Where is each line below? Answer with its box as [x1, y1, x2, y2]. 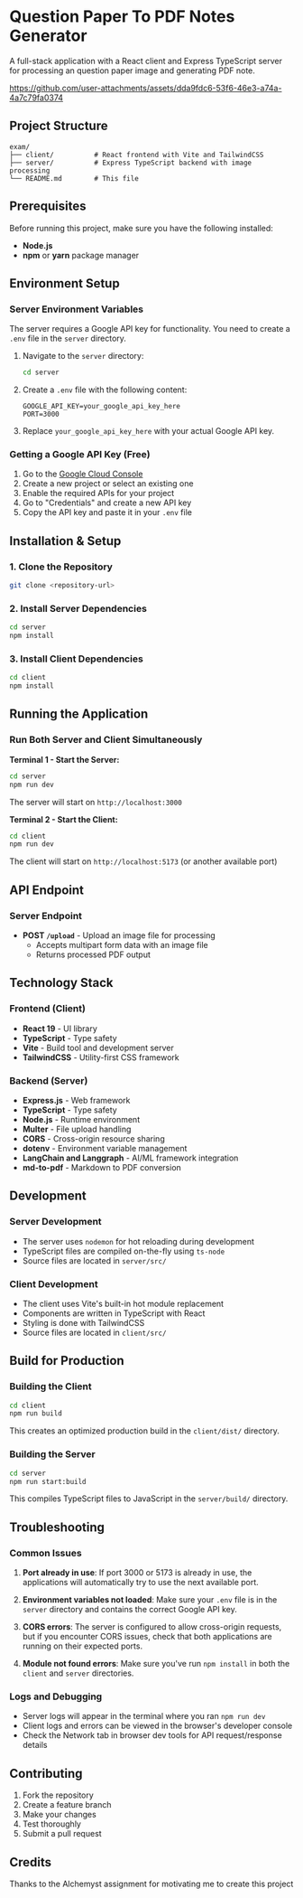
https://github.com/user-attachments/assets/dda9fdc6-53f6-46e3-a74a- [9, 82, 282, 93]
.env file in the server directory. [9, 333, 126, 344]
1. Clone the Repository [9, 560, 113, 573]
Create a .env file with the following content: [22, 384, 188, 395]
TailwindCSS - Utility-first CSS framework [22, 1051, 179, 1063]
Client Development [9, 1277, 98, 1290]
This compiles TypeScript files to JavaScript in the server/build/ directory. [9, 1493, 289, 1504]
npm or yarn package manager [22, 249, 140, 260]
